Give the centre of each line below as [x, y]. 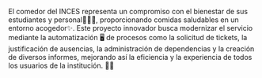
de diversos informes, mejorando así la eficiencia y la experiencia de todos [130, 57]
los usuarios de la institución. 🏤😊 [61, 65]
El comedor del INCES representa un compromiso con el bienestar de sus [128, 11]
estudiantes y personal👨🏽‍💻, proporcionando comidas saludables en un [123, 20]
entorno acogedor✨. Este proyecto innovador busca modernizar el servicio [131, 28]
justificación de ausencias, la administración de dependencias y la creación [131, 49]
